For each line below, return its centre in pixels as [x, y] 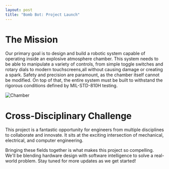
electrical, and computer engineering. [44, 140]
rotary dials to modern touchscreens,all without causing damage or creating [84, 70]
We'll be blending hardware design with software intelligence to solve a [79, 156]
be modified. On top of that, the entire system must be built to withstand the [84, 80]
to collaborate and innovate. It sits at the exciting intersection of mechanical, [84, 135]
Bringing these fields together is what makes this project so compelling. [79, 150]
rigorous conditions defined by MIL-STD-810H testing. [62, 86]
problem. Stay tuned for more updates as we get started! [77, 161]
